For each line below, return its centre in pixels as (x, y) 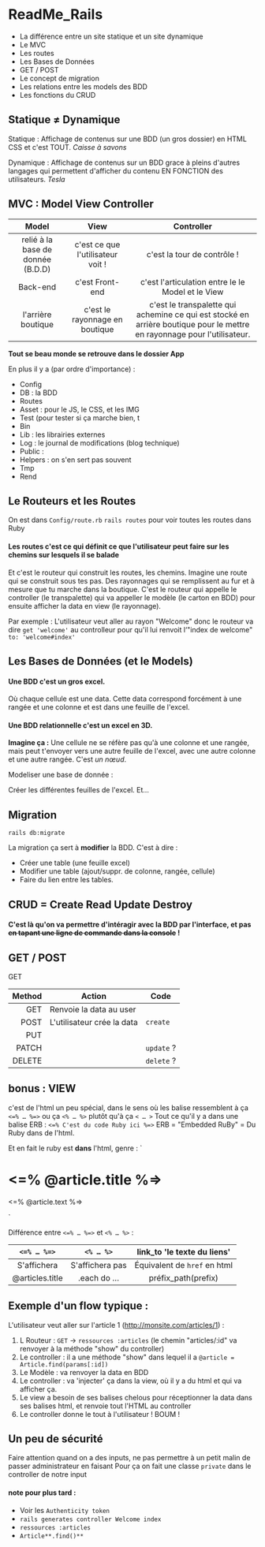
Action (93, 996)
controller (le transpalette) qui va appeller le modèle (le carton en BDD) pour (132, 598)
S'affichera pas (99, 1265)
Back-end (37, 287)
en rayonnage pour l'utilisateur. (193, 334)
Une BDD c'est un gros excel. (57, 681)
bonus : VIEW (42, 1088)
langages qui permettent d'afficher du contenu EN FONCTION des (116, 170)
